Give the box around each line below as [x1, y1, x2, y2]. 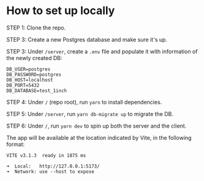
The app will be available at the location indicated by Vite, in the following [6, 134, 192, 141]
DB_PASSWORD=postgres [6, 71, 62, 77]
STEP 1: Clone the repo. [6, 24, 66, 31]
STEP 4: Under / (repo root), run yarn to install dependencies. [6, 98, 162, 106]
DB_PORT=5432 [6, 82, 40, 88]
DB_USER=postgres [6, 66, 51, 72]
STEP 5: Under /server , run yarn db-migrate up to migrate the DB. [6, 110, 173, 117]
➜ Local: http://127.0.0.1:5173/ [6, 163, 100, 169]
